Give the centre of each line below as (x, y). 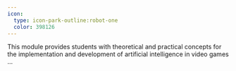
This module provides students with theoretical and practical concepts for (114, 47)
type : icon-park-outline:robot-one (66, 20)
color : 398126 (34, 27)
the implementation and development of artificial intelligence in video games (118, 54)
